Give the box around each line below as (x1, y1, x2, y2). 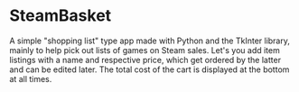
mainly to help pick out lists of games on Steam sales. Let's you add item (9, 44, 280, 55)
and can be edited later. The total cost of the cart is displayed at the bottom (9, 64, 290, 75)
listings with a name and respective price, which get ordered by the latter (9, 54, 282, 65)
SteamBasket (9, 5, 112, 26)
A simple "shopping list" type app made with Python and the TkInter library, (9, 35, 291, 46)
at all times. (9, 73, 52, 84)
